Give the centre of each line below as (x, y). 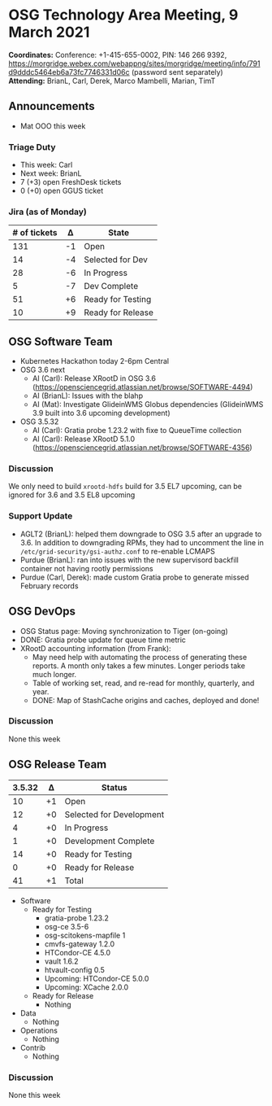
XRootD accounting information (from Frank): (96, 648)
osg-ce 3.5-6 (67, 926)
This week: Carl (46, 165)
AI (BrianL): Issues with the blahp (88, 396)
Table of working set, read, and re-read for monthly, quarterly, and (143, 683)
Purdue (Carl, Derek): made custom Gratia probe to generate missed (134, 577)
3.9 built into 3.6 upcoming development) (101, 413)
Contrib (33, 1047)
